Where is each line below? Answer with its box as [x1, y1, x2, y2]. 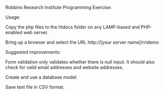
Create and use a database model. [5, 74, 78, 80]
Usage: [5, 14, 20, 20]
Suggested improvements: [5, 49, 61, 55]
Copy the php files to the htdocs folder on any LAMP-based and [5, 24, 140, 30]
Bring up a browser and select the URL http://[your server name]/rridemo [5, 39, 159, 45]
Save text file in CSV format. [5, 84, 65, 90]
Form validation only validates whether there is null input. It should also [5, 59, 155, 65]
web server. [23, 29, 49, 35]
